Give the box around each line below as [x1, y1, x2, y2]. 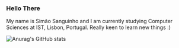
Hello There [6, 4, 40, 12]
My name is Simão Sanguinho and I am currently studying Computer [6, 18, 173, 25]
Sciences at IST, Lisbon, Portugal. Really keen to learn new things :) [6, 24, 171, 31]
